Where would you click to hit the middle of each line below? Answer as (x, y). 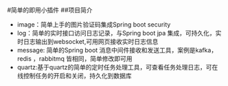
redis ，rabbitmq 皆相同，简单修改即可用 (75, 59)
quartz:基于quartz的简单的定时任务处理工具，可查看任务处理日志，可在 (117, 67)
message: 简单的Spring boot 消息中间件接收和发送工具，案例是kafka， (117, 50)
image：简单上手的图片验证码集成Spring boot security (94, 25)
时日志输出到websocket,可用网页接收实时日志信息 (88, 42)
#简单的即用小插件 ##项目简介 (50, 10)
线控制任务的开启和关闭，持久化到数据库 (74, 76)
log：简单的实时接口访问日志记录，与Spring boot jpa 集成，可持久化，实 (119, 33)
